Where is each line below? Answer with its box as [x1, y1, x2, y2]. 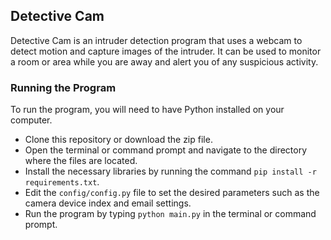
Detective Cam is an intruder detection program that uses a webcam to [10, 34, 303, 46]
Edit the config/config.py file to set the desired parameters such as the [24, 187, 320, 199]
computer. [10, 114, 53, 126]
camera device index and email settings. [24, 197, 192, 209]
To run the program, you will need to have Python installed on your [10, 104, 285, 116]
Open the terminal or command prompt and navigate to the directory [24, 144, 308, 156]
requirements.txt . [24, 176, 100, 188]
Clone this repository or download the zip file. [24, 134, 213, 146]
